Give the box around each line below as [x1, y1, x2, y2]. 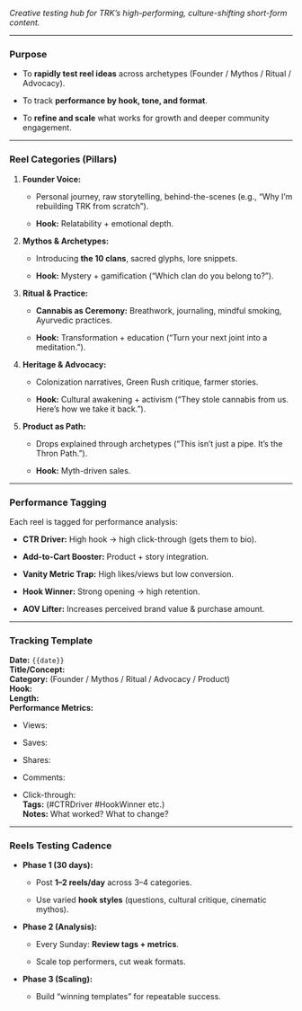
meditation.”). [35, 341, 86, 352]
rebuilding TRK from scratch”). [35, 200, 149, 211]
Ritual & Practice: [22, 288, 88, 298]
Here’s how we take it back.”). [35, 404, 147, 414]
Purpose [9, 48, 48, 60]
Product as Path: [22, 421, 86, 431]
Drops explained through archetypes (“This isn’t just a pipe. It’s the [35, 438, 283, 448]
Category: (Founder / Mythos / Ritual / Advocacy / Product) [9, 674, 231, 685]
